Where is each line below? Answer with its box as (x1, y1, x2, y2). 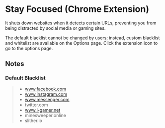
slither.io (24, 118, 42, 124)
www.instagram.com (24, 91, 68, 97)
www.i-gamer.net (24, 107, 61, 113)
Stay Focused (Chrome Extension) (5, 3, 149, 15)
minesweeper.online (24, 112, 66, 118)
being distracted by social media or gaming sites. (5, 25, 106, 31)
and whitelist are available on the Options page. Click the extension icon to (5, 40, 158, 46)
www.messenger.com (24, 96, 70, 102)
